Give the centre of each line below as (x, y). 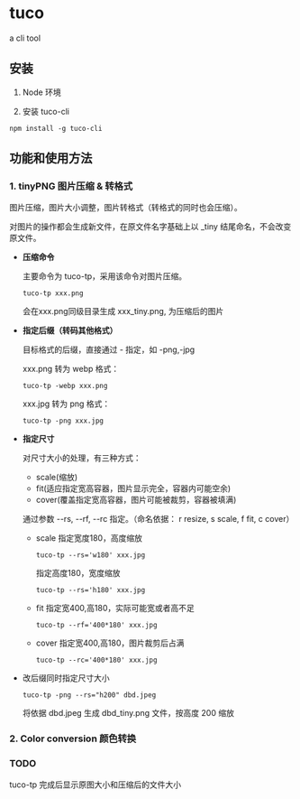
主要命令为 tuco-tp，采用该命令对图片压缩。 (105, 276)
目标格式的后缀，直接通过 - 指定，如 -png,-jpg (109, 349)
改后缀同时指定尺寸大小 (66, 678)
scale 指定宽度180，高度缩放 (89, 538)
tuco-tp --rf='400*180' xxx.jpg (96, 626)
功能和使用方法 (51, 158)
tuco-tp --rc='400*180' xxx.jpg (96, 660)
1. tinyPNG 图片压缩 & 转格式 (71, 186)
